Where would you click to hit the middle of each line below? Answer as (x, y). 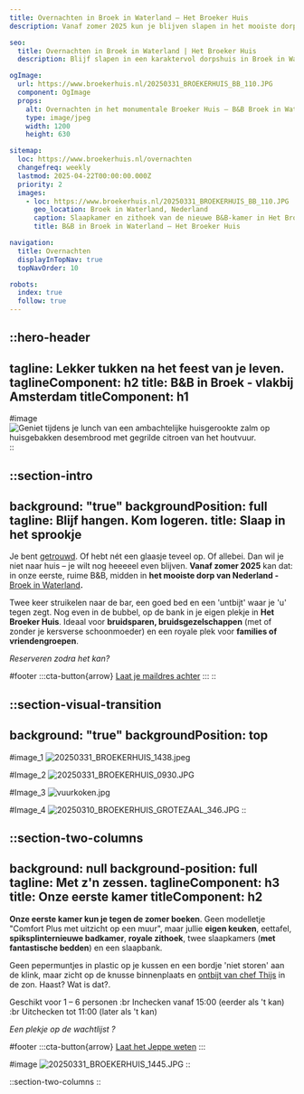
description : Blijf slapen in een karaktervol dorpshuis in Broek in (151, 60)
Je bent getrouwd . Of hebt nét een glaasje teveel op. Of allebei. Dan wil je (147, 556)
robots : (24, 284)
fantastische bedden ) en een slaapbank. (86, 948)
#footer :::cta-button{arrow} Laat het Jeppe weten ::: (108, 1046)
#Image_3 (28, 792)
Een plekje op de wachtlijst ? (62, 1029)
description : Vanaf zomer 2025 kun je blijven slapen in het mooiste (143, 26)
